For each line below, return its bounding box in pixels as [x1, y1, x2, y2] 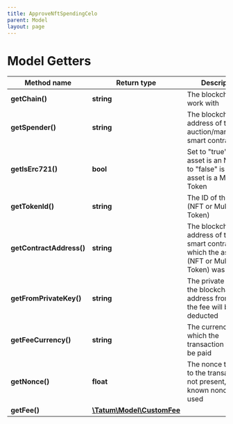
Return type [116, 78, 157, 87]
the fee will [187, 303, 223, 312]
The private [187, 276, 225, 286]
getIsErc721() [10, 164, 58, 174]
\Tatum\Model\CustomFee [92, 405, 180, 415]
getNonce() [10, 377, 50, 387]
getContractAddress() [10, 244, 85, 253]
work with [187, 99, 220, 108]
